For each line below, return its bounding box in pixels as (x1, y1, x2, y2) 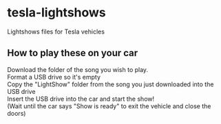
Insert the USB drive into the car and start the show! (7, 95, 155, 103)
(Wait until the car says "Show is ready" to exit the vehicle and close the (7, 101, 211, 110)
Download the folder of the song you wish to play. (7, 65, 149, 73)
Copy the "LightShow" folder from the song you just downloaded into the (7, 80, 214, 88)
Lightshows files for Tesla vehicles (7, 27, 105, 36)
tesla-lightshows (7, 5, 107, 21)
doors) (7, 109, 26, 117)
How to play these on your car (7, 47, 138, 59)
